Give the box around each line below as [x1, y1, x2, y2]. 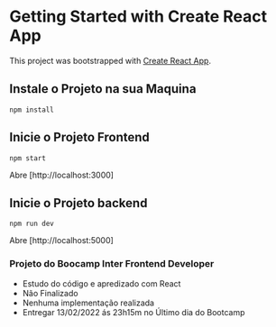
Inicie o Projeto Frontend [9, 130, 151, 145]
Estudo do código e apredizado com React [22, 277, 181, 289]
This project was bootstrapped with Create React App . [9, 55, 212, 66]
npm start [9, 153, 47, 163]
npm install [9, 105, 54, 114]
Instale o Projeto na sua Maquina [9, 81, 197, 96]
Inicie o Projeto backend [9, 195, 148, 211]
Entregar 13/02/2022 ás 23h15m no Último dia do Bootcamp [22, 306, 245, 317]
